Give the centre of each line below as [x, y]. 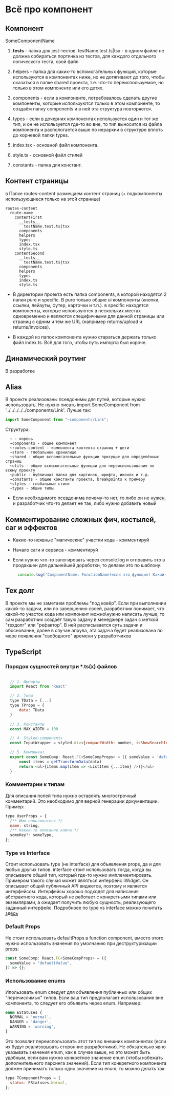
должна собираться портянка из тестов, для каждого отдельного [84, 56]
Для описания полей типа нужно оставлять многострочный [71, 796]
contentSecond [29, 253]
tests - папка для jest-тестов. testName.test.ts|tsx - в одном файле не [89, 51]
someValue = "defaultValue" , [41, 963]
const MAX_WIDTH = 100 [34, 729]
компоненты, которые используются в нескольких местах [77, 310]
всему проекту [20, 470]
